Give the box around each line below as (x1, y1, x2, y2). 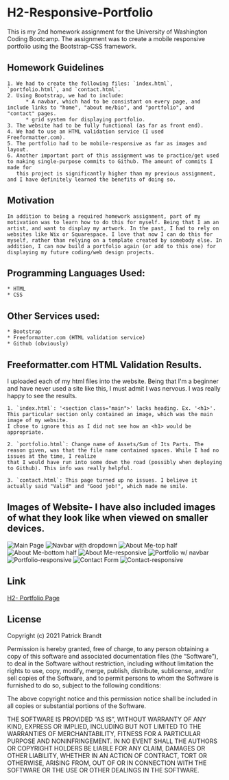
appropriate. (7, 429, 45, 436)
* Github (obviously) (7, 341, 69, 348)
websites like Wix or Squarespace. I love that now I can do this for (7, 231, 213, 238)
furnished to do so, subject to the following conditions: (7, 681, 161, 690)
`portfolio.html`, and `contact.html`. (7, 86, 121, 93)
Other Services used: (7, 310, 100, 321)
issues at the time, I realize (7, 453, 97, 460)
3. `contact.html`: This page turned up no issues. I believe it (7, 477, 197, 484)
